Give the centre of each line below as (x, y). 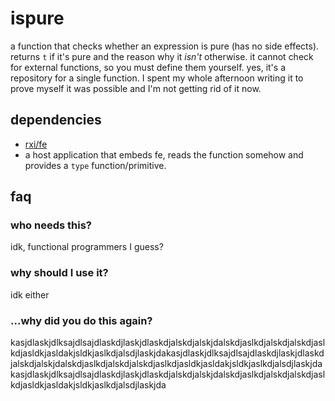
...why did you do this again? (81, 320)
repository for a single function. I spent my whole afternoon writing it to (157, 78)
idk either (30, 294)
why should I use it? (59, 273)
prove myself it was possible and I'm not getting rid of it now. (136, 88)
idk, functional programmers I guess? (87, 247)
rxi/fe (36, 144)
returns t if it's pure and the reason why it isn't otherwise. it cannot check (162, 56)
